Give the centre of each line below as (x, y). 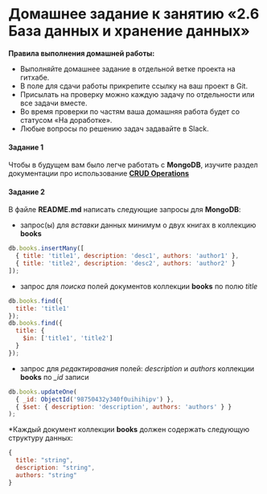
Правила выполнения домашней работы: (82, 53)
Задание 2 (27, 192)
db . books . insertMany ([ (46, 249)
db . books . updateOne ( (43, 392)
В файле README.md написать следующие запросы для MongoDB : (125, 210)
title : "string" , (45, 460)
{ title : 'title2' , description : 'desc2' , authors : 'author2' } (125, 263)
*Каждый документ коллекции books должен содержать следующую (129, 430)
